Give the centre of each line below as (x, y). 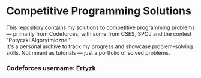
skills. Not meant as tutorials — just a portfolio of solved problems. (88, 52)
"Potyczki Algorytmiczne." (38, 40)
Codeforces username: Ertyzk (51, 68)
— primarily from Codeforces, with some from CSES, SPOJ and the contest (99, 33)
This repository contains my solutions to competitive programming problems (100, 27)
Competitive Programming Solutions (99, 11)
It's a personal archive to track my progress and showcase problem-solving (100, 46)
